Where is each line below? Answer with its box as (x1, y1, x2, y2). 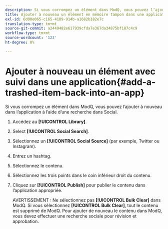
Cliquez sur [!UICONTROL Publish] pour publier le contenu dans (12, 182, 146, 188)
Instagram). (12, 143, 36, 149)
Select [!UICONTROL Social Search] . (12, 128, 89, 134)
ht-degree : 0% (5, 40, 35, 45)
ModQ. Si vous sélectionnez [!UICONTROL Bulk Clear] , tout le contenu (12, 202, 158, 208)
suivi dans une (5, 76, 67, 87)
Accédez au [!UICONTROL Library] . (12, 118, 87, 124)
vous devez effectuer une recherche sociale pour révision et (12, 213, 137, 219)
